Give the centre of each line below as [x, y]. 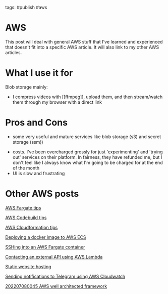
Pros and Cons [37, 123]
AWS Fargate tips [23, 207]
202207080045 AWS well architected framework [56, 286]
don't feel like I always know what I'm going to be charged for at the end [88, 162]
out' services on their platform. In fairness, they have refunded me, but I [87, 157]
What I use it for [39, 73]
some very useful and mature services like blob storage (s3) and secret [87, 137]
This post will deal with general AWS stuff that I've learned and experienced [84, 41]
